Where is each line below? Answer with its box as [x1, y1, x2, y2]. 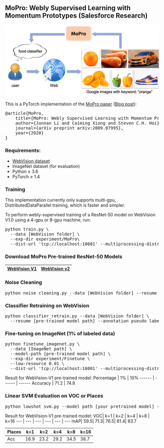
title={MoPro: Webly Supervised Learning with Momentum [15, 115, 152, 121]
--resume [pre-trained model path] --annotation [10, 318, 129, 324]
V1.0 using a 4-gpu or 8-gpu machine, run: [5, 217, 91, 223]
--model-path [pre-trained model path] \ [10, 351, 111, 357]
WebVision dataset [12, 158, 50, 164]
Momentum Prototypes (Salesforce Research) [5, 12, 148, 20]
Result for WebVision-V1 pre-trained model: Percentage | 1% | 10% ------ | [5, 375, 155, 381]
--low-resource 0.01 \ [10, 361, 64, 367]
